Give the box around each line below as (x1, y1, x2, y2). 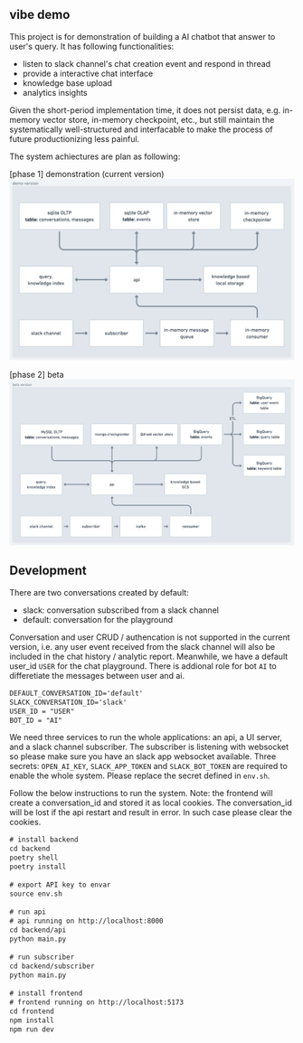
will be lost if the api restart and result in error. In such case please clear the (9, 806, 292, 817)
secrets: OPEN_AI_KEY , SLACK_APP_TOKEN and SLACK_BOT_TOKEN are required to (9, 760, 288, 771)
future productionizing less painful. (9, 133, 140, 144)
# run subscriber (9, 953, 75, 962)
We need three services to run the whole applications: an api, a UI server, (9, 731, 283, 742)
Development (9, 563, 88, 578)
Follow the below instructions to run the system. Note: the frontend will (9, 787, 273, 798)
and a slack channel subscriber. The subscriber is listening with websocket (9, 741, 289, 752)
